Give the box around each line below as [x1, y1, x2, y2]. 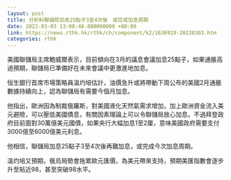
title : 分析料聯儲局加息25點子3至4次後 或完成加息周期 [7, 16, 149, 23]
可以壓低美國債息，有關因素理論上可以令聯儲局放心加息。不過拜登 [30, 111, 218, 119]
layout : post [7, 10, 45, 17]
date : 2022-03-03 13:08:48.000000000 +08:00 [7, 23, 137, 30]
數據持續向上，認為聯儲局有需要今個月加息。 [7, 87, 134, 95]
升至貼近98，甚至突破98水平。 [7, 166, 95, 174]
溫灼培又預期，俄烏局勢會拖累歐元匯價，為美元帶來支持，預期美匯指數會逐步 [7, 157, 224, 165]
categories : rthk [7, 36, 57, 43]
